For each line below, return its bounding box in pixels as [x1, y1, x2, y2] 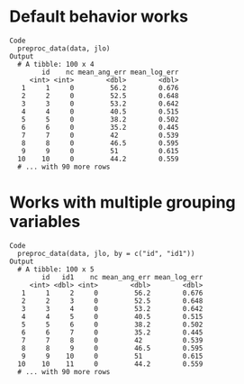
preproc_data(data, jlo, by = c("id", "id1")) [17, 249, 195, 258]
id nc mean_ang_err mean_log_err [41, 68, 179, 77]
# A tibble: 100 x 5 [17, 264, 95, 274]
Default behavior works [9, 6, 189, 27]
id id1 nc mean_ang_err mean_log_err [41, 272, 203, 281]
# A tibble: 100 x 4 [17, 59, 95, 69]
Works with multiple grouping [9, 192, 236, 213]
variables [9, 212, 81, 232]
